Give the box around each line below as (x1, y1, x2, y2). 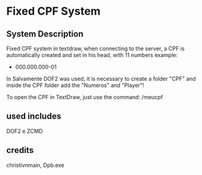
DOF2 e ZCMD (6, 127, 43, 135)
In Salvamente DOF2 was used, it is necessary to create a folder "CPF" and (6, 75, 196, 82)
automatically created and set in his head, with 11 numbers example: (6, 51, 178, 59)
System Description (6, 29, 84, 39)
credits (6, 145, 34, 155)
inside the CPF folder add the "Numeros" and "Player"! (6, 81, 144, 89)
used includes (6, 111, 61, 122)
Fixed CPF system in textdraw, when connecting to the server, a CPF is (6, 45, 185, 52)
